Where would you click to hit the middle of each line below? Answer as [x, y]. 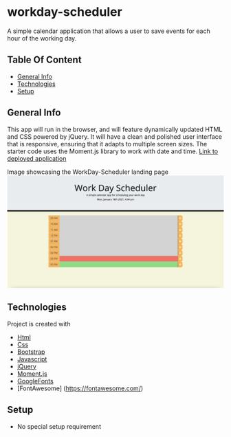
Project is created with [39, 324]
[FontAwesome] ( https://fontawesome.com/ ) [80, 388]
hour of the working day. [42, 38]
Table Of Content [44, 60]
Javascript [32, 359]
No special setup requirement [59, 426]
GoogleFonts [35, 381]
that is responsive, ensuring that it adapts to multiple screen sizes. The [107, 144]
